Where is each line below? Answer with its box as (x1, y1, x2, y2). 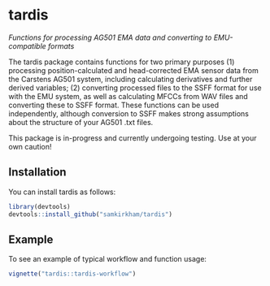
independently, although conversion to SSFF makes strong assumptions (8, 108, 250, 119)
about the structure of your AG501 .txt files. (8, 117, 154, 127)
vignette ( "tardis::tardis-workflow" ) (8, 270, 137, 278)
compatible (8, 41, 46, 50)
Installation (8, 165, 67, 180)
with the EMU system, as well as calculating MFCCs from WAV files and (8, 91, 248, 101)
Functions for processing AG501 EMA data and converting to (8, 32, 212, 42)
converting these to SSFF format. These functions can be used (8, 100, 220, 110)
